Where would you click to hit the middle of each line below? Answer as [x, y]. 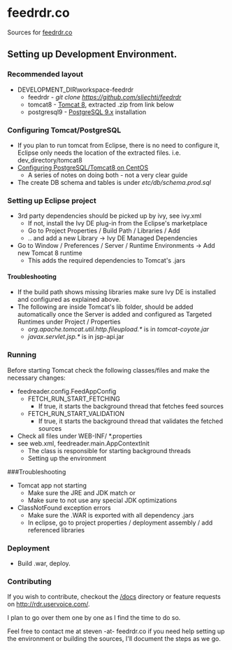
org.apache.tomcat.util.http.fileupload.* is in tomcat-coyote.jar [118, 329]
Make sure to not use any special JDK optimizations [102, 500]
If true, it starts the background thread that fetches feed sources [131, 406]
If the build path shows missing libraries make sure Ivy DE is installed [117, 292]
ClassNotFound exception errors [64, 507]
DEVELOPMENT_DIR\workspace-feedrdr [75, 90]
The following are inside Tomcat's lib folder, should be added [105, 307]
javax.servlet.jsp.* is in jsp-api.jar [76, 337]
